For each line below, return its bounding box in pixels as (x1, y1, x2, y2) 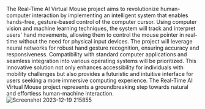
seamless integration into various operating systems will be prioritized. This (6, 58, 197, 64)
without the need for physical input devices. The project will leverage (18, 38, 193, 45)
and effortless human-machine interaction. (6, 90, 114, 97)
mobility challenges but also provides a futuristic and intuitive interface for (6, 70, 194, 77)
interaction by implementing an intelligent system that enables (32, 12, 188, 19)
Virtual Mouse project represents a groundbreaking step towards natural (6, 83, 188, 91)
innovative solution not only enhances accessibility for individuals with (6, 64, 184, 71)
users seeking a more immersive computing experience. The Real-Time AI (6, 77, 193, 84)
